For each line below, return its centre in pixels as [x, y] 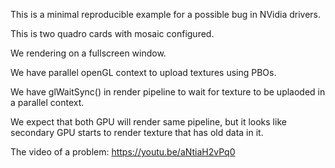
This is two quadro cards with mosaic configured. [112, 33]
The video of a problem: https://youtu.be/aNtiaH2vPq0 [123, 152]
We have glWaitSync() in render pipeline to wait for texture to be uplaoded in [168, 92]
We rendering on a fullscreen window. [88, 53]
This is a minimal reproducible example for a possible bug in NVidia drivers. [166, 14]
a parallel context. [47, 102]
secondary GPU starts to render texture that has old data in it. [137, 132]
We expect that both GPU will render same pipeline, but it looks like [148, 122]
